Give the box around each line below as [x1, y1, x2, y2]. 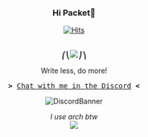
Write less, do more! [40, 66, 108, 75]
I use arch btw [50, 112, 98, 122]
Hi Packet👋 [52, 7, 96, 18]
